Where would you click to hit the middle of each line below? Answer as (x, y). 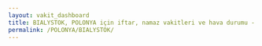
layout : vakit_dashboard (49, 15)
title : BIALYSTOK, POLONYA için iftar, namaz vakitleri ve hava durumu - (132, 23)
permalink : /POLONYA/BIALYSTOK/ (61, 30)
